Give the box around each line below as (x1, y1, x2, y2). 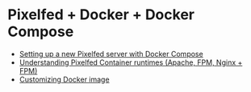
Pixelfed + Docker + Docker (7, 6, 195, 24)
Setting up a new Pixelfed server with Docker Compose (19, 49, 203, 58)
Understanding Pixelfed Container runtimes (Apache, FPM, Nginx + (19, 58, 243, 67)
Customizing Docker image (19, 74, 110, 84)
